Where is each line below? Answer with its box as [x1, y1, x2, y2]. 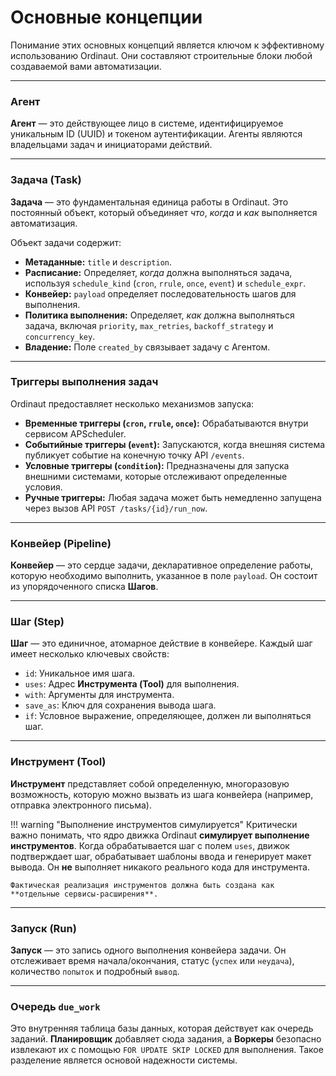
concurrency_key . [24, 330, 96, 342]
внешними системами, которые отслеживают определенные [24, 470, 288, 482]
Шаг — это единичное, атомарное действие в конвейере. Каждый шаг [10, 637, 313, 650]
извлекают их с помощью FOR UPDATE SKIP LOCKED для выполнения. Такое [10, 1044, 324, 1056]
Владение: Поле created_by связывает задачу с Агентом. [24, 341, 271, 353]
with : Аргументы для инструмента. [24, 689, 175, 701]
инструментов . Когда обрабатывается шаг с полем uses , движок [10, 839, 290, 851]
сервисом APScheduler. [24, 427, 127, 440]
